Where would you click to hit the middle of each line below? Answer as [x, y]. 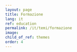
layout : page [19, 10]
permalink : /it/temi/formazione [38, 28]
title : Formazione [24, 14]
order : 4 [14, 42]
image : [12, 33]
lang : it [14, 19]
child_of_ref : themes [28, 38]
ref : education [21, 24]
